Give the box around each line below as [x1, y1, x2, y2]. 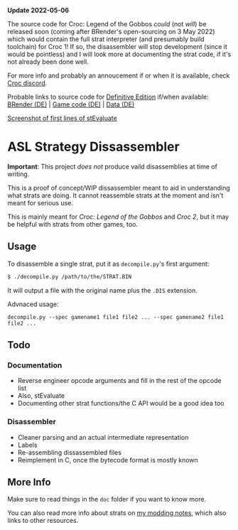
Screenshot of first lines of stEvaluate [7, 114, 117, 122]
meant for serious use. [7, 198, 73, 207]
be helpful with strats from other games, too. [7, 220, 139, 228]
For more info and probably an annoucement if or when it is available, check [7, 71, 230, 80]
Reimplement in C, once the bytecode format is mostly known [17, 455, 199, 464]
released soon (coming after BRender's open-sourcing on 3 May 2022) [7, 28, 215, 36]
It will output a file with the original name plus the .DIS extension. [7, 286, 198, 294]
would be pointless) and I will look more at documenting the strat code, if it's [7, 50, 232, 58]
